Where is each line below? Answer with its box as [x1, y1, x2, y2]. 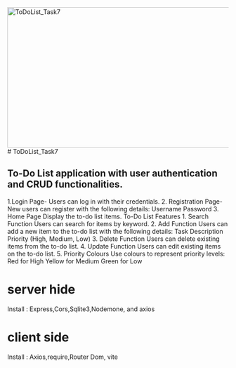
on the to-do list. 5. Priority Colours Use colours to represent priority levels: [7, 249, 225, 258]
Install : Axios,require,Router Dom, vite [7, 353, 118, 361]
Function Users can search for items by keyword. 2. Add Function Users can [7, 219, 228, 228]
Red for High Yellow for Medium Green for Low [7, 256, 143, 265]
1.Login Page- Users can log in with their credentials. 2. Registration [7, 197, 204, 206]
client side [7, 329, 70, 345]
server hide [7, 282, 76, 297]
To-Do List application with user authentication [7, 168, 218, 180]
